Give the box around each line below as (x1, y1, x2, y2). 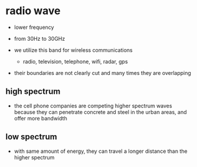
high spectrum (5, 87, 61, 97)
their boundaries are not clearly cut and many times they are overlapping (14, 69, 191, 76)
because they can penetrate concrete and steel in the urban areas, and (14, 108, 187, 116)
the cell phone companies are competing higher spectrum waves (14, 102, 172, 109)
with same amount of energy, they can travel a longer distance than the (14, 148, 188, 155)
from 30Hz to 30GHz (14, 35, 65, 42)
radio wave (5, 4, 61, 18)
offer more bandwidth (14, 114, 67, 122)
